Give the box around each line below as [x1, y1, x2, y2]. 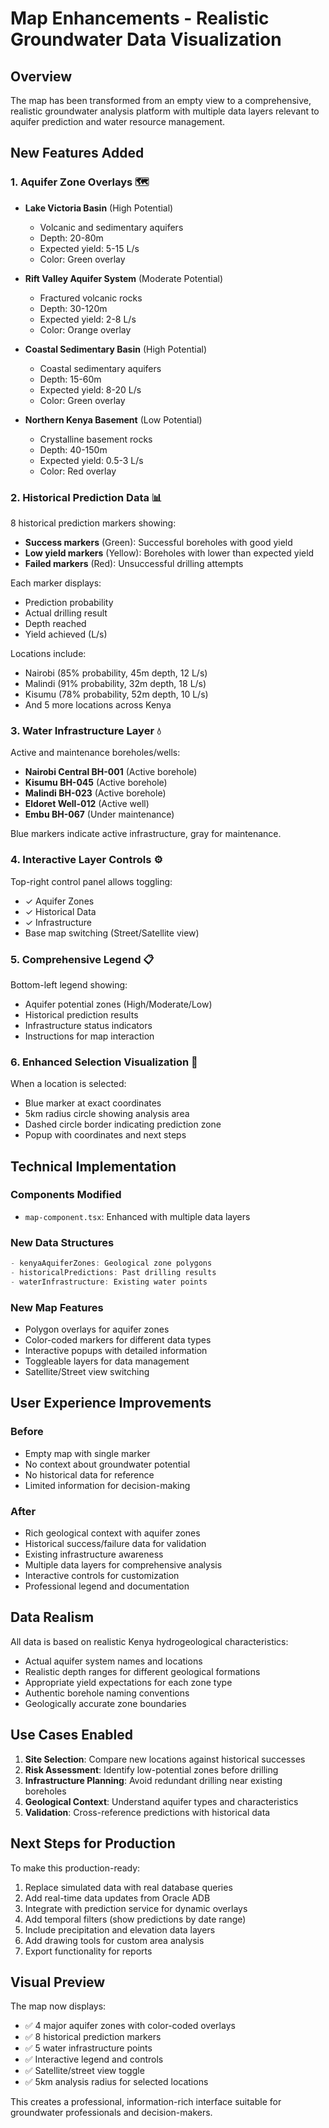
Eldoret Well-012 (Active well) [24, 798, 150, 810]
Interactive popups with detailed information [24, 1345, 208, 1357]
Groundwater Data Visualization [10, 28, 282, 51]
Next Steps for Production [10, 1835, 176, 1852]
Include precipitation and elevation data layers [24, 1923, 216, 1936]
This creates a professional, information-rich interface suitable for [10, 2096, 282, 2108]
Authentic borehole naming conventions [24, 1687, 190, 1699]
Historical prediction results [24, 1008, 139, 1021]
